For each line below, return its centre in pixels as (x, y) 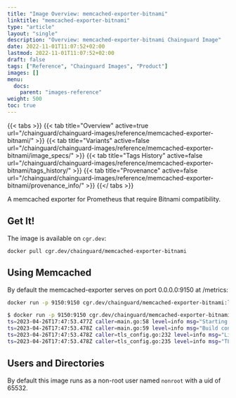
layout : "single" (33, 33)
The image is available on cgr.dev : (57, 238)
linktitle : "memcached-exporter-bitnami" (69, 20)
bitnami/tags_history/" (39, 170)
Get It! (21, 222)
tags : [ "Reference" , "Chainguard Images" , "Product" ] (88, 66)
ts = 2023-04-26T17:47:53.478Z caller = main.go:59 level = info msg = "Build (113, 328)
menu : (15, 79)
